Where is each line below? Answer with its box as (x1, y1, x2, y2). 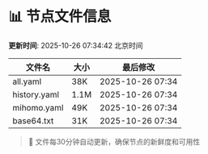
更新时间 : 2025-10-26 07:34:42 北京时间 (8, 40, 143, 50)
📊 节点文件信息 (8, 7, 112, 26)
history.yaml (12, 89, 59, 100)
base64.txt (12, 114, 54, 126)
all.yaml (12, 76, 42, 87)
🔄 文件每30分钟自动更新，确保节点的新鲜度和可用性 (28, 136, 201, 146)
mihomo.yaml (12, 102, 64, 113)
